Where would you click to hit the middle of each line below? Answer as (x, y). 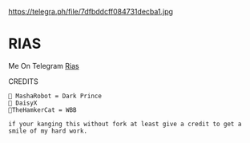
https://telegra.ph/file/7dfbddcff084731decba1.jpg (91, 12)
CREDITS (23, 81)
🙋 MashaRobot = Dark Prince (55, 96)
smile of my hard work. (48, 131)
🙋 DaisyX (23, 103)
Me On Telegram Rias (44, 66)
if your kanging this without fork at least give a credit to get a (125, 124)
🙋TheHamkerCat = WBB (43, 110)
